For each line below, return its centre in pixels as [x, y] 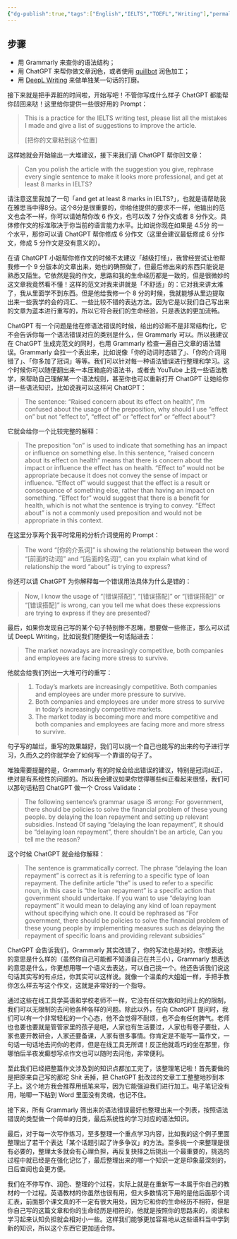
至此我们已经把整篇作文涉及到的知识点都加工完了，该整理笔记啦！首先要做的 [119, 1069]
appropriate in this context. [64, 520]
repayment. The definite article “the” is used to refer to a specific [119, 883]
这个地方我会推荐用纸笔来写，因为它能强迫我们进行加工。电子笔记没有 [128, 1086]
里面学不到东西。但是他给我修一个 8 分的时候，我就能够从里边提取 [128, 293]
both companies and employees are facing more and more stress [130, 724]
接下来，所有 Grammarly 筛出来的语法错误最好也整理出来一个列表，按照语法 [118, 1110]
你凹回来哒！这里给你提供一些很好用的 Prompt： [78, 104]
